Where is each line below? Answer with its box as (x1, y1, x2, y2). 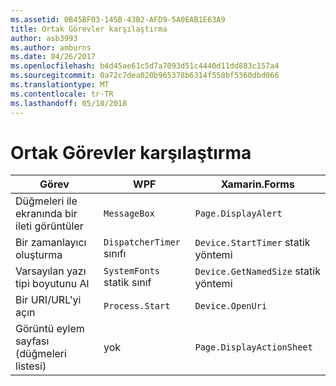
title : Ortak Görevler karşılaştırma (10, 24, 168, 34)
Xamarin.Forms (220, 177, 295, 191)
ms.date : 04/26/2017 (10, 52, 97, 62)
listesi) (15, 359, 47, 373)
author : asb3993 (10, 33, 78, 43)
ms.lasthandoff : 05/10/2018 (10, 98, 128, 108)
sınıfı (103, 247, 127, 261)
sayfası (15, 334, 50, 348)
